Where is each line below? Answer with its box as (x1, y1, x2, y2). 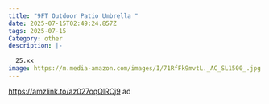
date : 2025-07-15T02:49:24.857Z (8, 19, 117, 27)
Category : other (8, 34, 63, 43)
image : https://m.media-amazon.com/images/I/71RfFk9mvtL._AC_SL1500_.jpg (8, 64, 262, 73)
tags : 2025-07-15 (8, 27, 67, 35)
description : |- (8, 42, 63, 50)
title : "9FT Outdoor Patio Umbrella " (8, 11, 139, 20)
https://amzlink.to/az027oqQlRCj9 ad (8, 86, 131, 96)
